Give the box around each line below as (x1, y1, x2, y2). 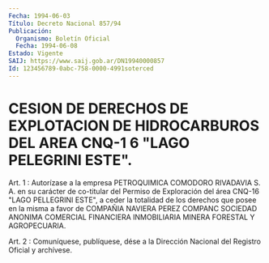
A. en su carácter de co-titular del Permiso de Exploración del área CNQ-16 (8, 186, 259, 196)
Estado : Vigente (8, 49, 63, 57)
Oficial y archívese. (8, 244, 73, 255)
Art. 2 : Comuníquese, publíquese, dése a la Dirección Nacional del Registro (8, 236, 262, 246)
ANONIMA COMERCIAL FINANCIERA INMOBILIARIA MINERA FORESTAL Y (8, 212, 255, 222)
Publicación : (8, 27, 53, 35)
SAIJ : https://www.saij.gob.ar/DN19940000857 (8, 57, 164, 66)
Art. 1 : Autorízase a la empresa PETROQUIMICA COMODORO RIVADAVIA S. (8, 177, 261, 187)
